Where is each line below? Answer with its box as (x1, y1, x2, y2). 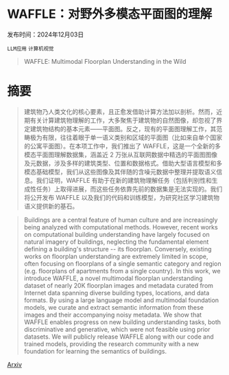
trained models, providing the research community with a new (23, 339, 200, 348)
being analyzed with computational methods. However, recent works (23, 223, 218, 231)
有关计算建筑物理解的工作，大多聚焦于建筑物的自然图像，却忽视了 (29, 116, 217, 124)
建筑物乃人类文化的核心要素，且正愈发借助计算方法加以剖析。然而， (23, 107, 217, 115)
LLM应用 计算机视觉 (7, 45, 54, 52)
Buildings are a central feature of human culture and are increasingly (23, 216, 218, 224)
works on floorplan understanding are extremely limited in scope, (23, 252, 208, 260)
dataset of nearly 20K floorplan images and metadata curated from (23, 281, 214, 289)
